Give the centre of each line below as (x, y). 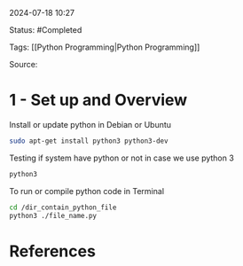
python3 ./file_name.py (53, 215)
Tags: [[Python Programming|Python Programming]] (105, 47)
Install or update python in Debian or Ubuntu (90, 124)
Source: (24, 64)
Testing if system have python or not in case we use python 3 (122, 158)
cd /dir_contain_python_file (63, 207)
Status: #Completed (46, 30)
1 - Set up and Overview (98, 100)
